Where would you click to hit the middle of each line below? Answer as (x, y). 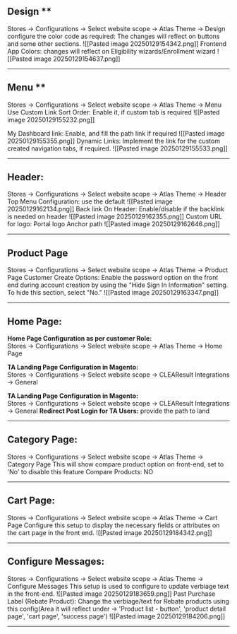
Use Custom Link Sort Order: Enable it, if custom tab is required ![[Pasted (114, 112)
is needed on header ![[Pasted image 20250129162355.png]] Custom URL (115, 217)
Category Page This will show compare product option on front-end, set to (116, 464)
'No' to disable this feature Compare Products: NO (80, 471)
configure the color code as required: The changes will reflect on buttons (114, 36)
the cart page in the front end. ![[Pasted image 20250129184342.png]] (110, 532)
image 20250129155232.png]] (51, 119)
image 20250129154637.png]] (77, 59)
